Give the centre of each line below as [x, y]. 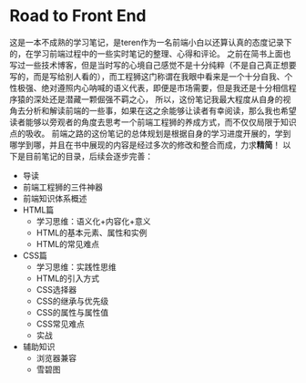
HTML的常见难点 [68, 243]
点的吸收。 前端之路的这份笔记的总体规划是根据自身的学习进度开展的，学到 [150, 133]
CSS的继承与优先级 [72, 301]
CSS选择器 [56, 289]
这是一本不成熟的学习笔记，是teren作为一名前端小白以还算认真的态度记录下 [151, 42]
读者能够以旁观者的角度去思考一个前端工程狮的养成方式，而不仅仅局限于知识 [153, 122]
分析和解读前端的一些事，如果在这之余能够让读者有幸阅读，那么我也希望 [161, 110]
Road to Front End [78, 16]
